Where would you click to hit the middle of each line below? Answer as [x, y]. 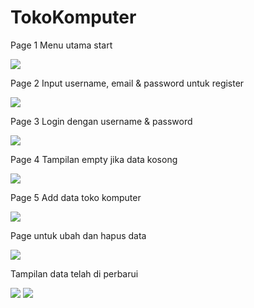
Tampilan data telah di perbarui [74, 273]
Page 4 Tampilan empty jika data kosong [94, 159]
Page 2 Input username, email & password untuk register [127, 83]
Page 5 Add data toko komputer [76, 197]
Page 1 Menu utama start [61, 45]
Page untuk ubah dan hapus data [78, 235]
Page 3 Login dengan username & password [101, 121]
